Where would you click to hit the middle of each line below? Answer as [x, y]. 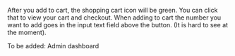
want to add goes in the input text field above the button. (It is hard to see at [117, 25]
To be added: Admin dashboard [53, 46]
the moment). [27, 32]
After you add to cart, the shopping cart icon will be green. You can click [113, 10]
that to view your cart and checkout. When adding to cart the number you [114, 17]
